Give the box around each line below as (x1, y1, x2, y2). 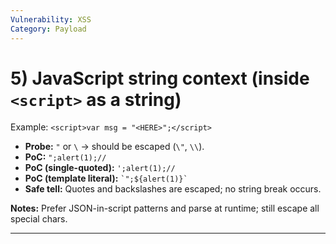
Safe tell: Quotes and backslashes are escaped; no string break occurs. (24, 183, 322, 195)
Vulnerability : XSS (10, 14, 92, 25)
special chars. (10, 213, 68, 225)
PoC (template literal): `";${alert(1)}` (24, 172, 188, 185)
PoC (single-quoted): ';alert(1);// (24, 162, 176, 174)
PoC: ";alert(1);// (24, 151, 107, 163)
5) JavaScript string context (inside (10, 67, 310, 90)
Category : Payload (10, 24, 87, 34)
